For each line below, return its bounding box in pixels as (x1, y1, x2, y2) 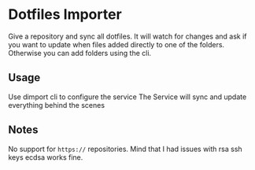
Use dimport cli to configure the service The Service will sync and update (8, 92, 247, 102)
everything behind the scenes (8, 100, 105, 109)
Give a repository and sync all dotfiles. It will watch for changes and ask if (8, 31, 247, 41)
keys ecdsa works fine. (8, 152, 83, 162)
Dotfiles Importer (8, 6, 122, 24)
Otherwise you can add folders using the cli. (8, 48, 152, 57)
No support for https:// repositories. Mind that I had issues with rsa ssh (8, 144, 242, 153)
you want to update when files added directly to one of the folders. (8, 39, 225, 49)
